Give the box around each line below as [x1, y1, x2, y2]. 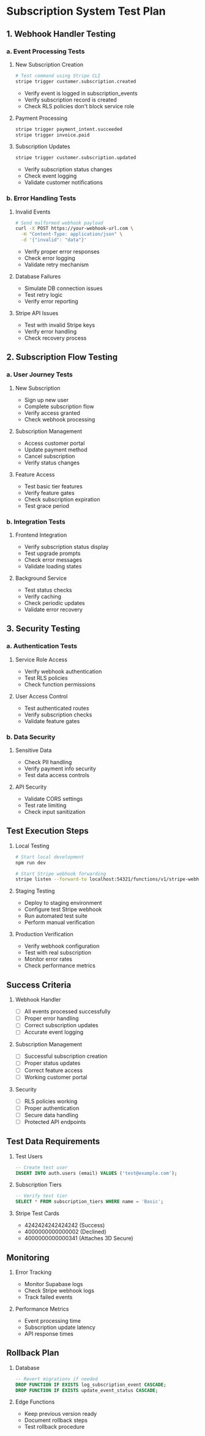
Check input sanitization [24, 808, 86, 816]
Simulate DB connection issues [24, 285, 103, 292]
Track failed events [24, 1293, 73, 1301]
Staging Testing [15, 887, 55, 895]
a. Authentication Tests [6, 642, 78, 650]
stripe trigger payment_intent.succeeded [15, 126, 122, 132]
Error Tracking [15, 1268, 52, 1276]
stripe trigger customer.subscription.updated [15, 155, 136, 161]
